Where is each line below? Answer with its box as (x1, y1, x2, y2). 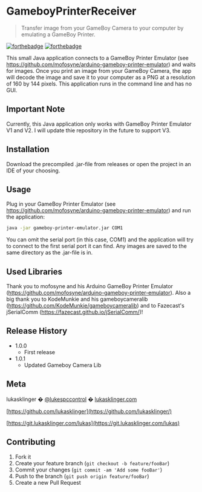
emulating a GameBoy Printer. (21, 30, 96, 38)
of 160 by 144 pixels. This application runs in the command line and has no (6, 80, 192, 87)
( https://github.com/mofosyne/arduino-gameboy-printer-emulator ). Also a (6, 289, 191, 297)
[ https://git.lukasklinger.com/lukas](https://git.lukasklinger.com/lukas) (6, 419, 180, 426)
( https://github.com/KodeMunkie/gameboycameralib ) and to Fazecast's (6, 302, 184, 309)
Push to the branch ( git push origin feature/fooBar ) (15, 472, 149, 480)
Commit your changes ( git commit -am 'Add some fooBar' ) (15, 466, 163, 473)
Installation (6, 144, 50, 155)
